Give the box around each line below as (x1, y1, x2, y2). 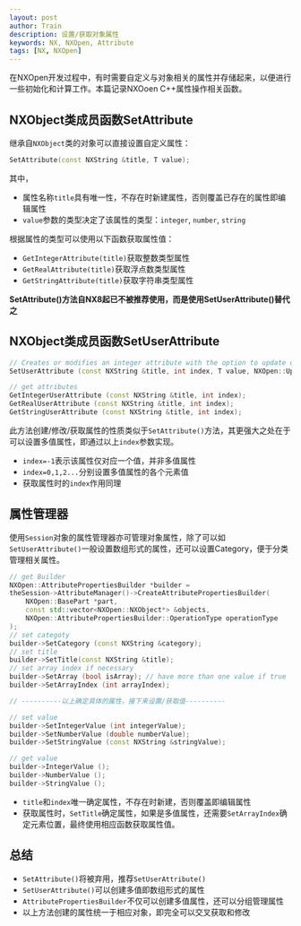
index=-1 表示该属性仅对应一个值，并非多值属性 (21, 454, 197, 466)
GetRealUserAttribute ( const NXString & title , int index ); (9, 400, 235, 409)
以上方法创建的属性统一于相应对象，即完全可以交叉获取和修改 (21, 906, 251, 917)
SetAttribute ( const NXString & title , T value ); (9, 155, 191, 164)
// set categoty (9, 630, 70, 639)
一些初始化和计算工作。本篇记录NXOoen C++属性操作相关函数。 (9, 83, 247, 94)
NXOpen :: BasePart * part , (25, 597, 118, 606)
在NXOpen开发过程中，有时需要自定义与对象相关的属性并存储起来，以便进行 (9, 73, 292, 83)
